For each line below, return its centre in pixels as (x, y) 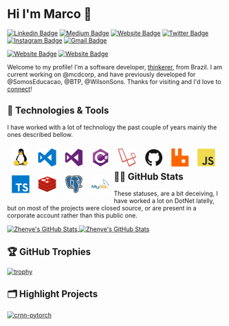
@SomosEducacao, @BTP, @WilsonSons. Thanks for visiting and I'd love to (114, 81)
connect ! (20, 89)
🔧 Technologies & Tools (58, 110)
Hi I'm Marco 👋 (50, 14)
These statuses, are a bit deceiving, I (166, 193)
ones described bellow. (40, 134)
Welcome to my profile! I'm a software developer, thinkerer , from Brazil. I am (115, 67)
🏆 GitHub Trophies (49, 251)
